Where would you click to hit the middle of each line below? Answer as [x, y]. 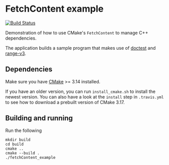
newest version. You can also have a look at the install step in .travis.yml [84, 96]
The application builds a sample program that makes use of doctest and [81, 48]
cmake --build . [22, 153]
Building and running [39, 118]
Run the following [24, 130]
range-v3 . [16, 53]
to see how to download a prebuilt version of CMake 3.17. [65, 102]
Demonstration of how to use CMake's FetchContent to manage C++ [77, 32]
